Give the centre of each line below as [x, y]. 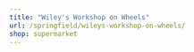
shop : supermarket [43, 33]
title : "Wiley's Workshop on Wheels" [80, 17]
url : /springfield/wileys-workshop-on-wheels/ [97, 26]
